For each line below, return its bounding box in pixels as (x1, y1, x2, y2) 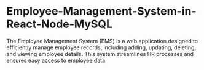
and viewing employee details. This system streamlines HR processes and (6, 50, 194, 57)
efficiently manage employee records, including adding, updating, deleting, (6, 44, 197, 51)
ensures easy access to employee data (6, 57, 106, 64)
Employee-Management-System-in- (6, 4, 197, 18)
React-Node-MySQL (6, 17, 112, 31)
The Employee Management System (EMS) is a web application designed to (6, 37, 198, 44)
